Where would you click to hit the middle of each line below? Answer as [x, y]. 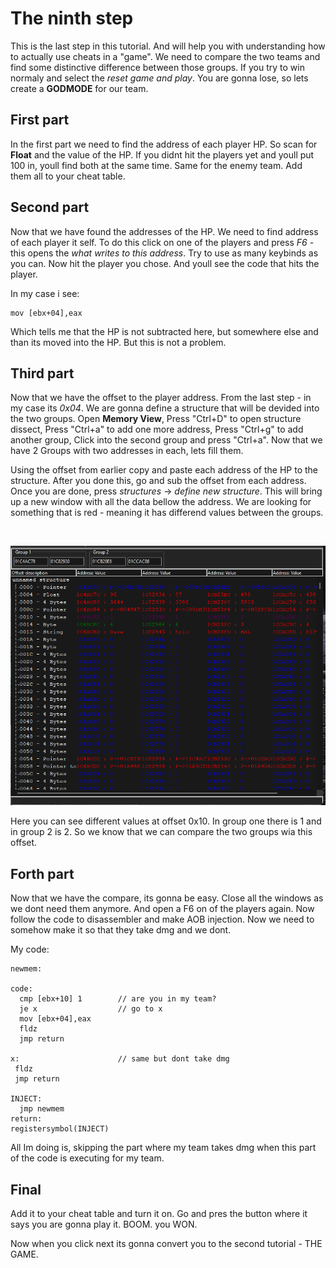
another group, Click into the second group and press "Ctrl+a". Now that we [166, 440]
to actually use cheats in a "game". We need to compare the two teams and [165, 56]
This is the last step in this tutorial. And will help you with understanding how [168, 46]
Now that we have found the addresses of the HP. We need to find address [164, 231]
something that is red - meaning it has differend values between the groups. [167, 513]
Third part [42, 373]
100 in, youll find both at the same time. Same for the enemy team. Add [156, 165]
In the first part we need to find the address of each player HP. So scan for [164, 144]
